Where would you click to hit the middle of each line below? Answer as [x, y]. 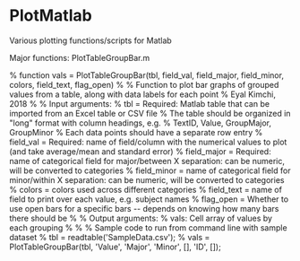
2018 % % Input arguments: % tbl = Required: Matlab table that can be [140, 103]
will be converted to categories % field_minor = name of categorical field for [150, 170]
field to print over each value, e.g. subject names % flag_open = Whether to [149, 199]
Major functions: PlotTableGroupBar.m [80, 57]
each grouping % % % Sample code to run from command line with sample [149, 227]
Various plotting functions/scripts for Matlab [90, 40]
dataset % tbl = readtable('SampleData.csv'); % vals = [110, 237]
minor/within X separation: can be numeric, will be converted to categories [147, 179]
